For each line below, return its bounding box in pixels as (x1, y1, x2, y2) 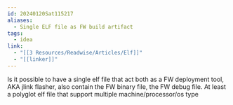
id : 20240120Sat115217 (7, 10, 74, 17)
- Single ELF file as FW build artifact (13, 23, 133, 30)
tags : (7, 29, 23, 37)
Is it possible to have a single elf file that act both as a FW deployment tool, (7, 75, 225, 83)
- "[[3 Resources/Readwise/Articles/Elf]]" (13, 50, 142, 57)
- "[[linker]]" (13, 56, 58, 63)
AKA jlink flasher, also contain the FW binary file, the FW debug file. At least (7, 82, 227, 91)
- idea (13, 36, 33, 43)
